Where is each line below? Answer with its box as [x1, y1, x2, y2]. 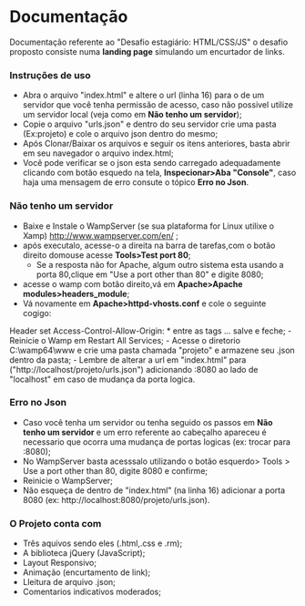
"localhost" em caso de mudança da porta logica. [9, 374, 196, 385]
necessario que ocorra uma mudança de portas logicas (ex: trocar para [22, 436, 291, 447]
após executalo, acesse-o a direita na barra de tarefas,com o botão [22, 240, 276, 251]
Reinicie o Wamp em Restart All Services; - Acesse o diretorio [9, 334, 241, 345]
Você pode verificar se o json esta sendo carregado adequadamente [22, 158, 281, 169]
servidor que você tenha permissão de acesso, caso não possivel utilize [22, 99, 294, 110]
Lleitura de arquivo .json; [22, 577, 117, 588]
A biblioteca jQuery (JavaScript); [22, 548, 146, 559]
